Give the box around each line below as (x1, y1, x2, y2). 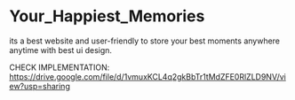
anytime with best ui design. (9, 44, 113, 55)
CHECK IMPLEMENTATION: (9, 62, 110, 73)
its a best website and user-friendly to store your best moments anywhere (9, 35, 281, 46)
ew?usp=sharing (9, 81, 71, 91)
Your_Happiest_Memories (9, 6, 205, 27)
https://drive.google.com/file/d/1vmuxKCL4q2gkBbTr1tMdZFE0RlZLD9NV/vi (9, 71, 286, 81)
